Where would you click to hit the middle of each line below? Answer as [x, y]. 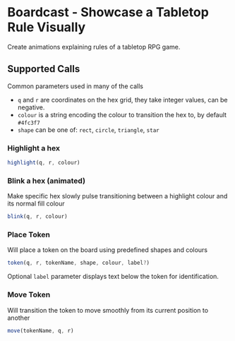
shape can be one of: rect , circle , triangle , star [89, 130]
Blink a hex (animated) [47, 181]
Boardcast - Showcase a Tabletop [108, 12]
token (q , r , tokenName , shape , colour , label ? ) [79, 263]
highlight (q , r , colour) [44, 163]
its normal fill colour [36, 204]
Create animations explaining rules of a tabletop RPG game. [94, 47]
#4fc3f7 [29, 123]
